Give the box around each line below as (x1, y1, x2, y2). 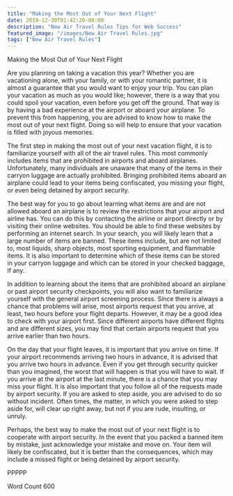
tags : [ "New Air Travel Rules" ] (7, 36, 101, 43)
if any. (7, 266, 25, 275)
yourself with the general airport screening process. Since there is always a (7, 294, 224, 303)
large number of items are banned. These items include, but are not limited (7, 236, 221, 245)
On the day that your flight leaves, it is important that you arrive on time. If (7, 345, 219, 354)
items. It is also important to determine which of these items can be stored (7, 252, 220, 260)
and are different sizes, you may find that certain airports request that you (7, 324, 219, 333)
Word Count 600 (7, 482, 56, 490)
